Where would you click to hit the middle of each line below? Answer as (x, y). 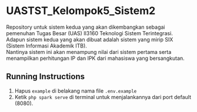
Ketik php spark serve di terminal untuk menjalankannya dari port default (103, 97)
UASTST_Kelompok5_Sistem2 (81, 11)
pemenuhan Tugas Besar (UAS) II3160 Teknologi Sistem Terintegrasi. (90, 33)
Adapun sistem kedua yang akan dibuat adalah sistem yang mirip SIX (90, 39)
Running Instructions (46, 77)
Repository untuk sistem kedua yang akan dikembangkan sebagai (86, 27)
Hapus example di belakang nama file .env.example (76, 91)
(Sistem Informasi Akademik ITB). (46, 46)
